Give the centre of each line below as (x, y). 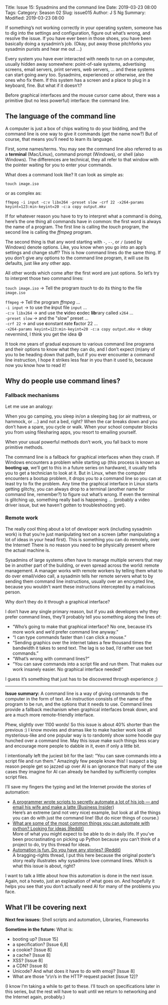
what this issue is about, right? (44, 866)
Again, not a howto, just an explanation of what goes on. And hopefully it (80, 881)
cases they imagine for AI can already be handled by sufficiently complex (81, 771)
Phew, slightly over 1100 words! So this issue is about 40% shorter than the (82, 724)
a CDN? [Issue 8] (30, 966)
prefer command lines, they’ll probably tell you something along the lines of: (83, 617)
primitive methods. (24, 447)
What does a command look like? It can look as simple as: (64, 174)
